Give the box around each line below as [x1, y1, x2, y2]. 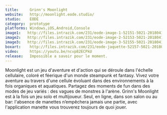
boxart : [5, 44, 21, 49]
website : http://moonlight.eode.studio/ [5, 12, 94, 17]
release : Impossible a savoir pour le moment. [5, 53, 108, 59]
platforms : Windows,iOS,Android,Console [5, 26, 90, 31]
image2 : [5, 35, 21, 40]
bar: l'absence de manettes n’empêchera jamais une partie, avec [5, 99, 138, 105]
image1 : [5, 30, 21, 35]
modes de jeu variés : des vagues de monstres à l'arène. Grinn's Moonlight [5, 88, 159, 95]
